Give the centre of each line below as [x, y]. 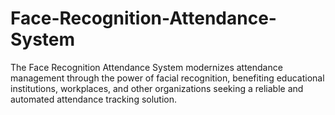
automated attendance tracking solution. [94, 99]
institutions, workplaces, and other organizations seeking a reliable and [157, 88]
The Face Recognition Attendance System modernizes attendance [146, 67]
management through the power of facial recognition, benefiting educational [167, 78]
